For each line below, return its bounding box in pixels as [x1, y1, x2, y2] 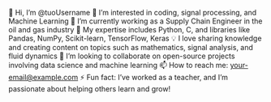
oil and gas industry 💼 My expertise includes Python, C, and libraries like [8, 25, 250, 34]
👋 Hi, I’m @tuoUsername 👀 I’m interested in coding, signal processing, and [8, 8, 257, 17]
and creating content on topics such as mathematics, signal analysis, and [8, 43, 254, 52]
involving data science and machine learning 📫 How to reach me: [8, 61, 229, 70]
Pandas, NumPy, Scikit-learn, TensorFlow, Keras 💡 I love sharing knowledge [8, 33, 262, 43]
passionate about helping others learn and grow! [8, 84, 171, 93]
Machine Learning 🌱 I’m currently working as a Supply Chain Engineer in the [8, 16, 263, 26]
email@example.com [8, 73, 79, 82]
